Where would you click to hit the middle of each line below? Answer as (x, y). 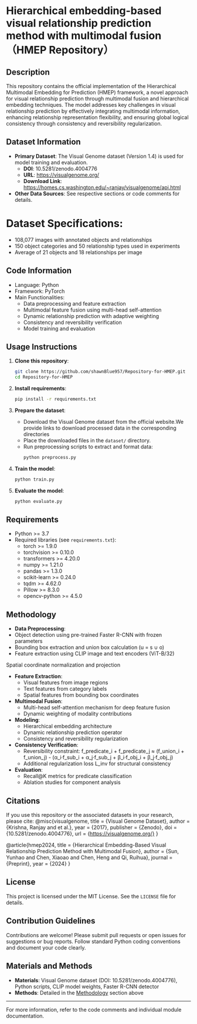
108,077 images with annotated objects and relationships (83, 239)
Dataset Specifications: (64, 224)
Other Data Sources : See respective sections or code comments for (97, 193)
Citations (23, 801)
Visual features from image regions (66, 682)
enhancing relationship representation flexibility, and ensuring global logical (97, 117)
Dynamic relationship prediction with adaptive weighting (91, 316)
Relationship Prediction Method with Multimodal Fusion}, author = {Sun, (93, 851)
